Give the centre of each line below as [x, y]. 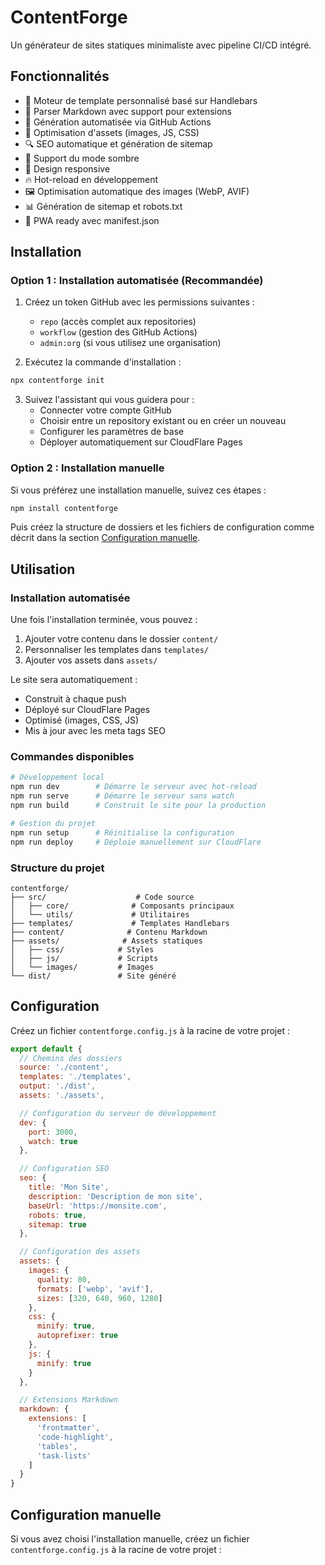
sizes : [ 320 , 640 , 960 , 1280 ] [99, 1298]
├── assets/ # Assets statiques [106, 941]
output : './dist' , [58, 1086]
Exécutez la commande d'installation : [103, 362]
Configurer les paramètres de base [112, 432]
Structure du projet [57, 868]
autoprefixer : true [77, 1336]
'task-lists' [64, 1456]
